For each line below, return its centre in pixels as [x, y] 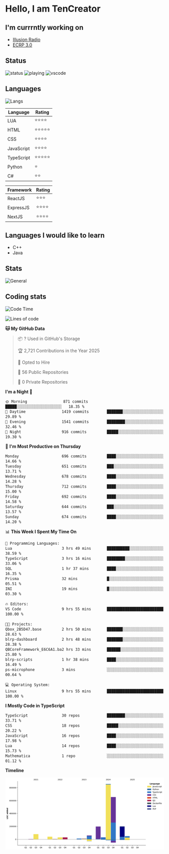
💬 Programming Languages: [32, 543]
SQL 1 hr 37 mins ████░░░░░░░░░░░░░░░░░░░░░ [84, 568]
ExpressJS [18, 207]
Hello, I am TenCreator [53, 9]
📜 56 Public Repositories [43, 372]
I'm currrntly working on [44, 28]
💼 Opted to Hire [34, 362]
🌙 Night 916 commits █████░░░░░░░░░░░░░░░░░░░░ [84, 432]
